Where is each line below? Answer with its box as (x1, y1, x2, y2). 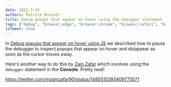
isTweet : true (5, 26, 36, 32)
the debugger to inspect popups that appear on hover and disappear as (5, 46, 156, 52)
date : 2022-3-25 (5, 7, 40, 13)
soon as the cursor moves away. (5, 51, 73, 57)
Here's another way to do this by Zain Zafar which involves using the (5, 61, 149, 67)
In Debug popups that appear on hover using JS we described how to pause (5, 40, 165, 46)
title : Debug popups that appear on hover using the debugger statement (5, 17, 163, 22)
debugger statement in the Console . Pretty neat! (5, 67, 105, 73)
